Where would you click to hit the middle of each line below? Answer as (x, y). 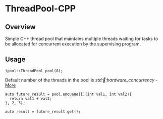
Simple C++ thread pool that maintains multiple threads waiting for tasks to (81, 39)
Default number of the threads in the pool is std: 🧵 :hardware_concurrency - (81, 80)
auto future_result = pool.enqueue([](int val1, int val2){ (69, 94)
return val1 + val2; (31, 99)
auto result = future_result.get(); (43, 112)
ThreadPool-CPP (40, 9)
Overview (21, 27)
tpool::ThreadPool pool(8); (34, 71)
